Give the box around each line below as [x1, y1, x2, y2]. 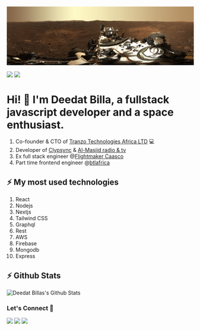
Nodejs [15, 202, 33, 210]
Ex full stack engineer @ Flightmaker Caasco [15, 153, 124, 160]
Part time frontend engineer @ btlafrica [15, 159, 110, 166]
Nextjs [15, 208, 31, 215]
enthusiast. [7, 118, 65, 131]
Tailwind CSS [15, 215, 48, 222]
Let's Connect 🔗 [7, 304, 54, 312]
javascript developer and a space [7, 105, 174, 119]
